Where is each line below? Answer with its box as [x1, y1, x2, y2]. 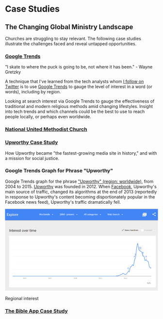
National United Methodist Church [5, 126, 87, 133]
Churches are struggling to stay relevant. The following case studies [5, 35, 142, 41]
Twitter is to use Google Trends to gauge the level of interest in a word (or [5, 84, 153, 89]
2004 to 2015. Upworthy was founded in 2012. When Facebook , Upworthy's [5, 183, 157, 189]
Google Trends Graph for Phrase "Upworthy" [5, 167, 113, 174]
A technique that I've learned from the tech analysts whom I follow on [5, 79, 144, 85]
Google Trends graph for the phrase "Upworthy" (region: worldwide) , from [5, 178, 154, 184]
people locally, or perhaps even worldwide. [5, 114, 91, 120]
